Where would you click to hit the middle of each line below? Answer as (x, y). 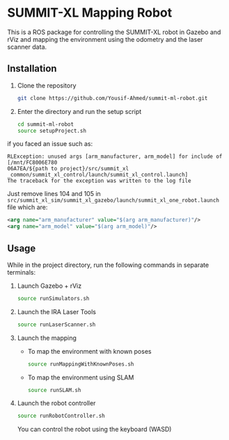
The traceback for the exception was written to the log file (99, 181)
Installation (32, 68)
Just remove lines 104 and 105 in (54, 194)
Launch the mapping (47, 338)
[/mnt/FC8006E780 (32, 163)
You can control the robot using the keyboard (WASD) (94, 430)
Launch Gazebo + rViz (49, 286)
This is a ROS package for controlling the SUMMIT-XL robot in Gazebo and (114, 32)
